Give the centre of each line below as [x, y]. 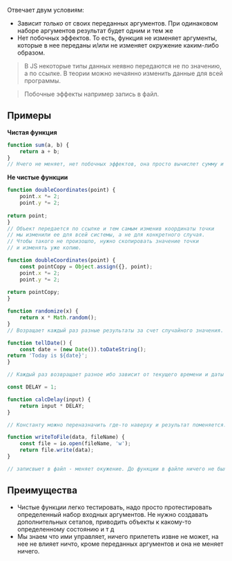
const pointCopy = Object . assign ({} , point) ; [86, 266]
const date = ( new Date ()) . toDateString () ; [83, 349]
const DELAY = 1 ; [32, 387]
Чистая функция [32, 132]
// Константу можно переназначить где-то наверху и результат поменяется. [117, 425]
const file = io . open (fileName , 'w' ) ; [75, 444]
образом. [31, 52]
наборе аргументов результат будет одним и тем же [95, 31]
